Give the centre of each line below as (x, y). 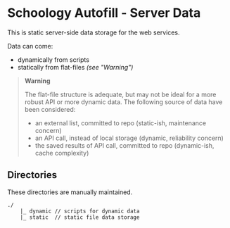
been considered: (50, 109)
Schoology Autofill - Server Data (104, 13)
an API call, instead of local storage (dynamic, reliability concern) (129, 138)
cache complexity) (62, 153)
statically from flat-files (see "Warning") (75, 67)
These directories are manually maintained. (70, 192)
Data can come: (30, 46)
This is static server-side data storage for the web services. (94, 32)
